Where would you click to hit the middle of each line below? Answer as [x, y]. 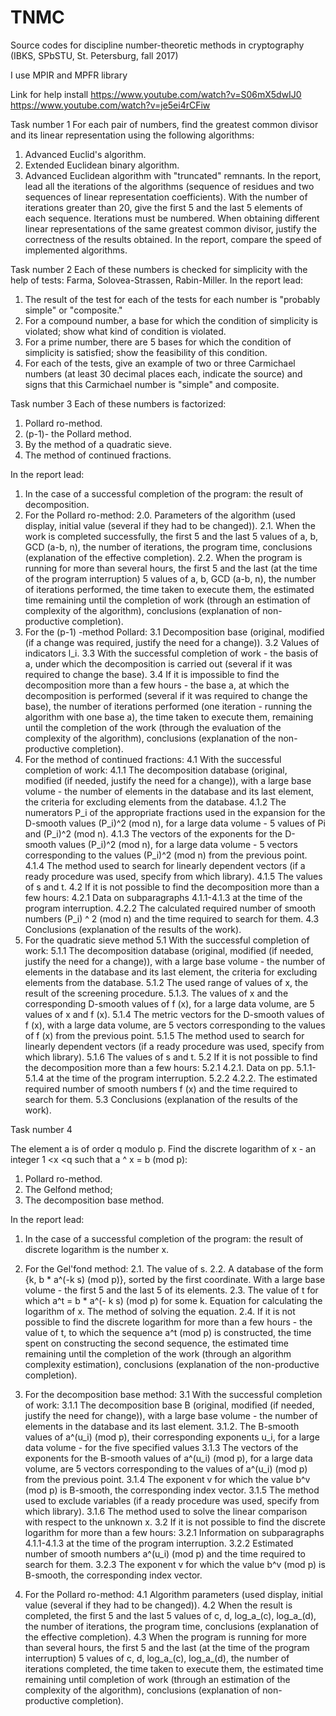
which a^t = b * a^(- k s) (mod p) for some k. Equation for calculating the [173, 1300]
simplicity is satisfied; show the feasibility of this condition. [146, 352]
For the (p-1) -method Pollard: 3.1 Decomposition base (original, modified [174, 632]
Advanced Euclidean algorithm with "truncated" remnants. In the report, [173, 175]
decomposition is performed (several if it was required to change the [166, 695]
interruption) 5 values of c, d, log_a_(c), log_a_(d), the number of [157, 1658]
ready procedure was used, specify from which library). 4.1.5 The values [173, 876]
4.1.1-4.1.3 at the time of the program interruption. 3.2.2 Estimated [159, 1543]
